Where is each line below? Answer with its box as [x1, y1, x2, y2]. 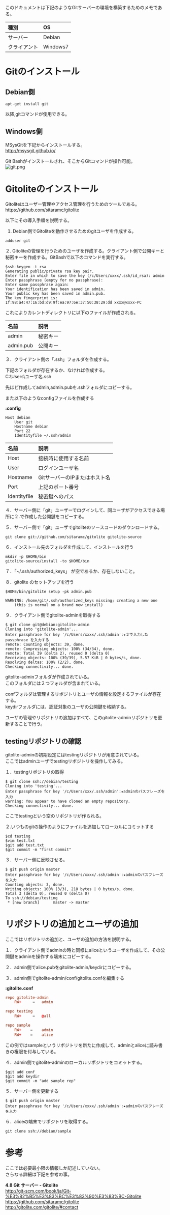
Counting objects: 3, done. [5, 882, 65, 887]
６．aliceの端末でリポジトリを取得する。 [5, 1118, 91, 1124]
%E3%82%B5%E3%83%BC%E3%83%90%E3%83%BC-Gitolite [5, 1193, 142, 1199]
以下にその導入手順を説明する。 [5, 217, 72, 223]
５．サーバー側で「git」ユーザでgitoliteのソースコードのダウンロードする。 [5, 524, 162, 530]
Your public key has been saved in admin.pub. [5, 291, 106, 296]
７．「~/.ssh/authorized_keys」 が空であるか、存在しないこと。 [5, 568, 138, 574]
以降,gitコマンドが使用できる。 [5, 111, 70, 117]
